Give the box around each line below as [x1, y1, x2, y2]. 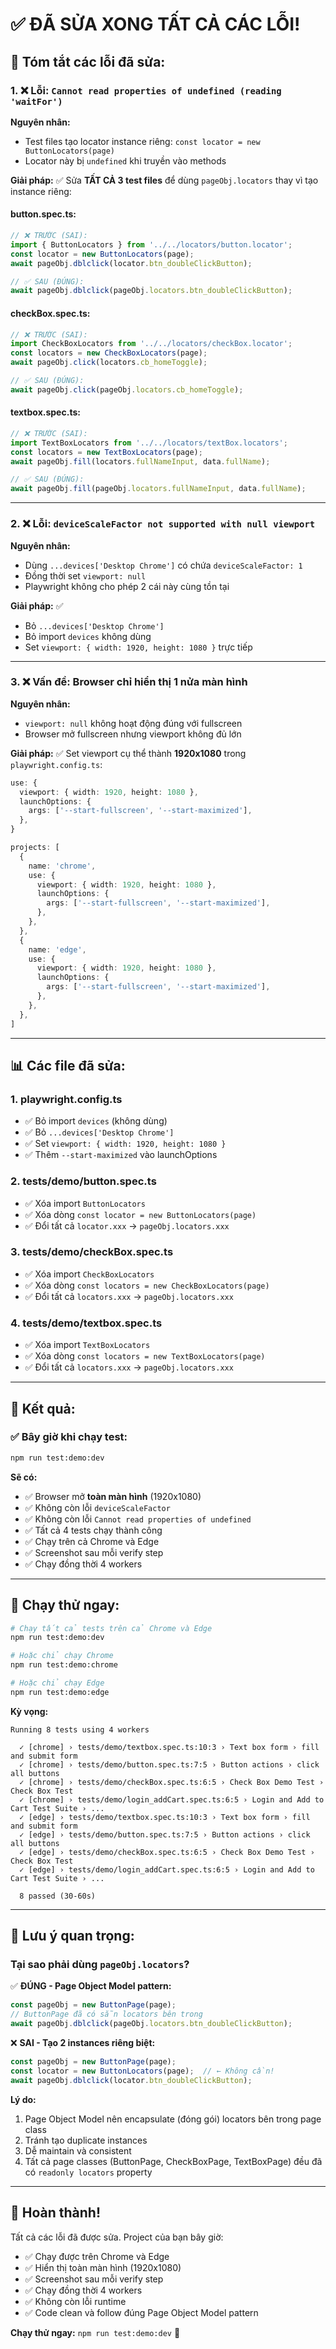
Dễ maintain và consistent [24, 2144, 132, 2157]
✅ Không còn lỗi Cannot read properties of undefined [24, 1513, 252, 1525]
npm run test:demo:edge [10, 1687, 110, 1697]
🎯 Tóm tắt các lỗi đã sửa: [10, 53, 166, 70]
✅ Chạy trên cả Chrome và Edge [24, 1535, 160, 1547]
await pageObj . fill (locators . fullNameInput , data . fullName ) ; [10, 456, 271, 467]
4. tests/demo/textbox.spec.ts [10, 1316, 163, 1330]
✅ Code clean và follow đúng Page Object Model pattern [24, 2306, 259, 2318]
